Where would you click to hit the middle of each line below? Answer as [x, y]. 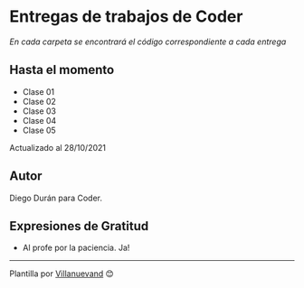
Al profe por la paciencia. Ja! [76, 248]
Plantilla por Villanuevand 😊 [62, 274]
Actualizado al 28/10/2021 [58, 147]
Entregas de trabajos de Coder [126, 17]
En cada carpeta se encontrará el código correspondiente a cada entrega [148, 42]
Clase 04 [39, 120]
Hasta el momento [62, 70]
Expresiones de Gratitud [79, 226]
